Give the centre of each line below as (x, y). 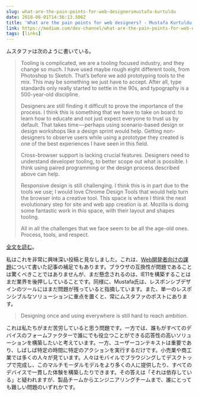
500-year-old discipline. (50, 95)
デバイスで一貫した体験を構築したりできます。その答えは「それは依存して (97, 372)
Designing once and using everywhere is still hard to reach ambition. (104, 316)
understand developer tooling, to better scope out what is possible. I (104, 162)
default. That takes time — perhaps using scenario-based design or (102, 125)
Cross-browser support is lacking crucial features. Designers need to (105, 155)
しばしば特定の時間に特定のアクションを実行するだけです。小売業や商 (102, 350)
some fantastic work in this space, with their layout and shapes (97, 211)
